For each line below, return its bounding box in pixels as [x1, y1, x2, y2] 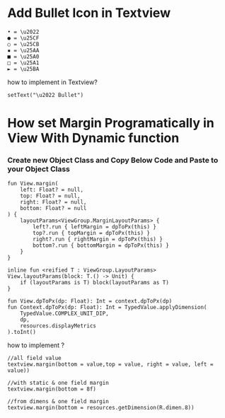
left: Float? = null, [20, 186, 83, 194]
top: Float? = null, [20, 192, 81, 199]
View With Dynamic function [7, 130, 180, 146]
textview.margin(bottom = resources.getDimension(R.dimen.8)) [7, 405, 195, 412]
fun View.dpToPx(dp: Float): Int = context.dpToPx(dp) [7, 298, 173, 305]
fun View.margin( [7, 180, 59, 187]
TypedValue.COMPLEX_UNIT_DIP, [20, 310, 110, 318]
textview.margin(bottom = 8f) [7, 385, 97, 393]
